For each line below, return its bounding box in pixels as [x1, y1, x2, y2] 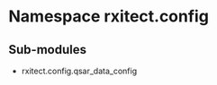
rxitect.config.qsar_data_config [21, 65, 138, 76]
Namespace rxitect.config [8, 6, 209, 27]
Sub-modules [8, 42, 87, 57]
